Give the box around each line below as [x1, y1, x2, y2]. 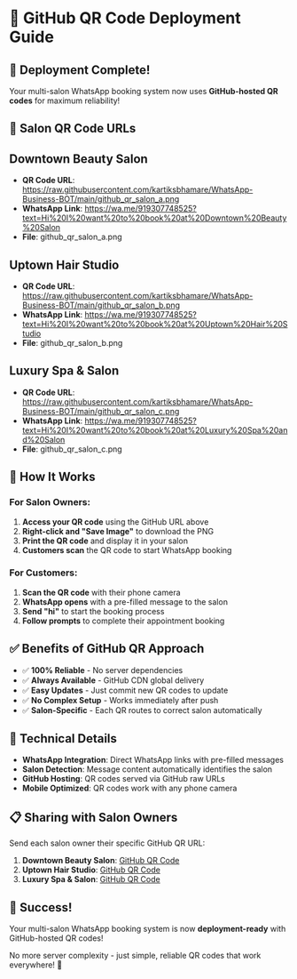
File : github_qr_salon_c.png [21, 444, 122, 454]
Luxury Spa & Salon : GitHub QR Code [21, 874, 161, 885]
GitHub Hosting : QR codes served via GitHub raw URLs [21, 774, 226, 784]
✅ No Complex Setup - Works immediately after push [21, 694, 219, 705]
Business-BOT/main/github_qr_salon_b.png [21, 300, 180, 310]
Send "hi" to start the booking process [21, 606, 165, 616]
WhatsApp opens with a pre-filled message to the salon [21, 596, 229, 607]
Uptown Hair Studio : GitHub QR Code [21, 864, 161, 875]
